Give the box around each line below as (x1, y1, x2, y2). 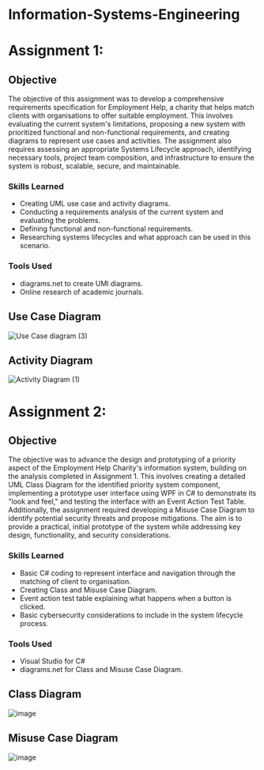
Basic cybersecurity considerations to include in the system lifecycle (19, 610, 243, 620)
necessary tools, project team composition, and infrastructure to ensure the (8, 153, 255, 163)
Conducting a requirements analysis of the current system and (19, 207, 224, 217)
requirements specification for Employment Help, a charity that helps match (8, 103, 255, 112)
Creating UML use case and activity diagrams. (19, 199, 171, 209)
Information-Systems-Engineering (8, 6, 240, 24)
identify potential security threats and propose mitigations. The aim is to (8, 514, 243, 523)
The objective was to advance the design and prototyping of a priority (8, 455, 236, 464)
